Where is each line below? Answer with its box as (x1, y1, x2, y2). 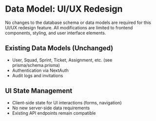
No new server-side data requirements (12, 105, 90, 111)
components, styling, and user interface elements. (5, 30, 106, 36)
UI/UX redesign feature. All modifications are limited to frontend (5, 24, 133, 30)
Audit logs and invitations (12, 72, 63, 79)
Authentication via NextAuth (12, 67, 69, 73)
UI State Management (5, 87, 73, 95)
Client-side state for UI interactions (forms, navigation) (12, 100, 122, 105)
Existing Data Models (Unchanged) (5, 44, 114, 52)
